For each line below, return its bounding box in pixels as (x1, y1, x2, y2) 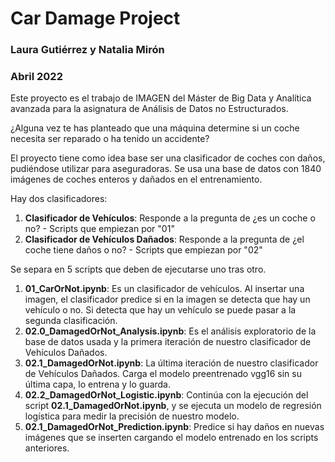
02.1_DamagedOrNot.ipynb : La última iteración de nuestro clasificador (24, 357, 319, 369)
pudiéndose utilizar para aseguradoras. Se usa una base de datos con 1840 (10, 163, 322, 175)
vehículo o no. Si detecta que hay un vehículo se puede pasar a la (24, 304, 297, 316)
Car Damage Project (10, 7, 181, 30)
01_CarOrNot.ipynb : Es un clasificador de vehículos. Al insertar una (24, 283, 305, 295)
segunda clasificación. (24, 315, 118, 327)
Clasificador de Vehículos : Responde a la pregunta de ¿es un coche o (24, 212, 316, 224)
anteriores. (24, 442, 70, 454)
